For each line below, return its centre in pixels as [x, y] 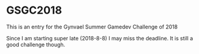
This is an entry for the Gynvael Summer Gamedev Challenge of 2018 [92, 27]
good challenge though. [36, 45]
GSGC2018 [34, 10]
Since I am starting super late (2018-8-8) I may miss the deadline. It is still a [100, 38]
